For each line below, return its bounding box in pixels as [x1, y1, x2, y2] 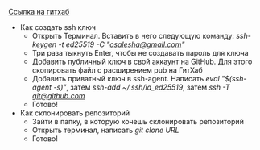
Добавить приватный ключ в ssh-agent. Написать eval [31, 74, 220, 83]
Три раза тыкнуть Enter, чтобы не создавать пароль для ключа [31, 48, 249, 57]
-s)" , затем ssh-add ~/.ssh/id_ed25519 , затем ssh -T [53, 82, 230, 92]
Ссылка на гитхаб [8, 7, 70, 16]
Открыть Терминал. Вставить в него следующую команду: [31, 31, 235, 40]
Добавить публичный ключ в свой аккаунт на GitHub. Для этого [31, 56, 253, 66]
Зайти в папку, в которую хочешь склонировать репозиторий [31, 117, 244, 126]
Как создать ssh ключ [19, 23, 97, 31]
